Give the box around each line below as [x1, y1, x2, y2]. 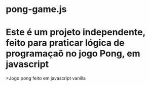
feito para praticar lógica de [6, 37, 125, 49]
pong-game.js [6, 4, 67, 15]
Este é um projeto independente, [6, 27, 146, 38]
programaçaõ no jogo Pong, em [6, 48, 141, 59]
